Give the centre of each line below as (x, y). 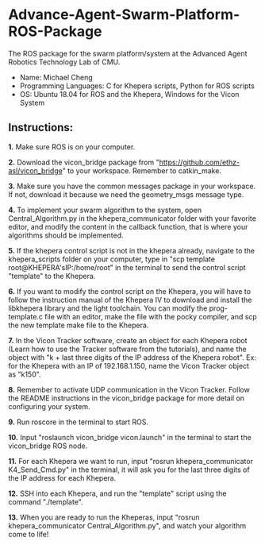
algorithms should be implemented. (66, 235)
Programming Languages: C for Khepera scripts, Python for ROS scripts (137, 86)
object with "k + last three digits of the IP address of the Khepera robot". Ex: (132, 357)
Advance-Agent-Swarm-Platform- (124, 15)
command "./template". (46, 501)
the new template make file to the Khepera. (79, 325)
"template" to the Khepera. (52, 276)
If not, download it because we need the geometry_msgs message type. (126, 194)
